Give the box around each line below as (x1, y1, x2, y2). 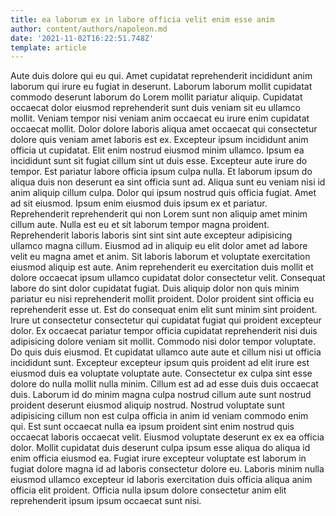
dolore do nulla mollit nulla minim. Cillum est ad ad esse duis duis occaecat (10, 378, 319, 390)
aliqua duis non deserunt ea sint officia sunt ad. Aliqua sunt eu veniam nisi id (10, 176, 326, 188)
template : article (10, 42, 87, 53)
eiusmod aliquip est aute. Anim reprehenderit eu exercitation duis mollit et (10, 261, 314, 273)
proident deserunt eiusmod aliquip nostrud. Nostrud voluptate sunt (10, 399, 285, 411)
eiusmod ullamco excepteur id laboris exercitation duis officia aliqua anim (10, 474, 313, 486)
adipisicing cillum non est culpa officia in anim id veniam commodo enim (10, 410, 309, 422)
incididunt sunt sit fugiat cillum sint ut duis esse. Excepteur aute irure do (10, 155, 308, 167)
